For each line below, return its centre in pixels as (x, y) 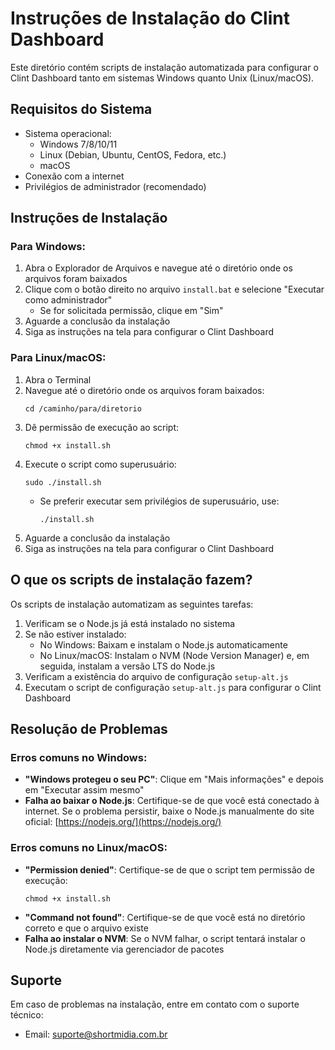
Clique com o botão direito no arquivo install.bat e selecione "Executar (174, 289)
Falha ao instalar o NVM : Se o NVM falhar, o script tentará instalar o (165, 938)
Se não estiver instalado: (75, 634)
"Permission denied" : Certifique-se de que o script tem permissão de (169, 869)
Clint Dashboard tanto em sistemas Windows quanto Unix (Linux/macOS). (162, 78)
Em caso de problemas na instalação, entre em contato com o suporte (155, 1004)
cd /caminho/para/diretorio (83, 408)
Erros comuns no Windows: (79, 757)
